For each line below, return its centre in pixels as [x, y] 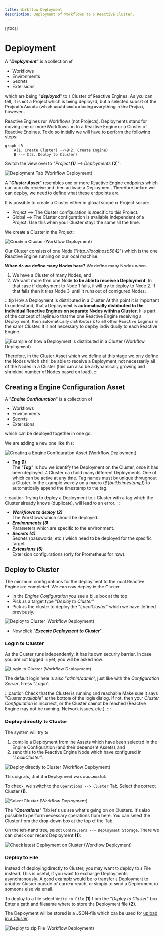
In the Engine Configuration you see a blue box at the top [70, 596]
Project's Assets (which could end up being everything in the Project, [75, 107]
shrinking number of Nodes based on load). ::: [51, 372]
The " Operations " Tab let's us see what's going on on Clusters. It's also [78, 810]
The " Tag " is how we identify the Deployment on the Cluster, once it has [85, 467]
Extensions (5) [27, 549]
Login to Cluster [24, 643]
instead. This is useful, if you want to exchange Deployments [67, 873]
